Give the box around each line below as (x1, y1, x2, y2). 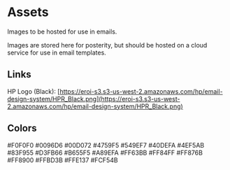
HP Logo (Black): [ (7, 87, 60, 95)
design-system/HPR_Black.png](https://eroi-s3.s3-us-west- (7, 94, 180, 103)
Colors (7, 122, 37, 134)
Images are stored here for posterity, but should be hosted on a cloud (7, 41, 208, 49)
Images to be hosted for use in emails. (7, 27, 117, 36)
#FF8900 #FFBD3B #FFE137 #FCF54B (7, 155, 118, 164)
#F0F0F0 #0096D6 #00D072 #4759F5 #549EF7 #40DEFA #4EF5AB (7, 141, 205, 149)
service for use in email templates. (7, 48, 106, 57)
